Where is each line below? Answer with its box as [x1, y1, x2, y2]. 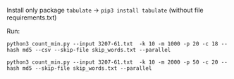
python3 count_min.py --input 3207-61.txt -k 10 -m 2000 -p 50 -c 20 [6, 59, 218, 66]
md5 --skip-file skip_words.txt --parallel [22, 65, 152, 72]
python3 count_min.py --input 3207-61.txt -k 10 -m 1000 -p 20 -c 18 [6, 41, 218, 48]
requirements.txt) [6, 13, 57, 22]
